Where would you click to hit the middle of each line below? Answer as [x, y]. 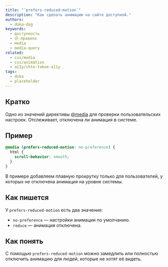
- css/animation [27, 62]
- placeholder [25, 81]
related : [15, 53]
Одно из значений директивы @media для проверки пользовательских [83, 114]
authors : [15, 19]
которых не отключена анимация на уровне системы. [64, 181]
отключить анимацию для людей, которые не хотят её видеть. [74, 259]
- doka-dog [21, 24]
